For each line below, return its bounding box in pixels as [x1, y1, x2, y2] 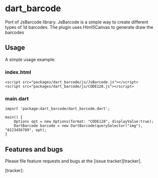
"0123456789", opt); [5, 128, 47, 133]
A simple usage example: [5, 57, 56, 62]
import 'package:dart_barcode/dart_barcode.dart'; [5, 106, 110, 111]
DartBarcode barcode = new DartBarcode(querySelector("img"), [14, 123, 143, 128]
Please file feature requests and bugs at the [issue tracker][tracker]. [5, 158, 142, 164]
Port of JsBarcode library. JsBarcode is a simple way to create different [5, 19, 149, 25]
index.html [5, 69, 31, 76]
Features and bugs [5, 145, 63, 154]
